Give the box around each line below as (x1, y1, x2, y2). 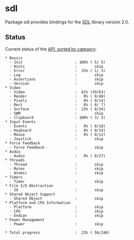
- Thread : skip (9, 162, 104, 167)
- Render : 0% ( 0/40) (9, 93, 106, 99)
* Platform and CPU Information (5, 200, 71, 205)
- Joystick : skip (9, 136, 104, 141)
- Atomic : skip (9, 170, 104, 175)
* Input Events (5, 119, 36, 124)
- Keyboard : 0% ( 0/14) (9, 128, 106, 133)
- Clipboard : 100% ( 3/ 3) (9, 115, 106, 120)
